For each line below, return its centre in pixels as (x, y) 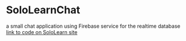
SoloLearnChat (43, 10)
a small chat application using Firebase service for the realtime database (93, 26)
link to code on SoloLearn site (42, 32)
